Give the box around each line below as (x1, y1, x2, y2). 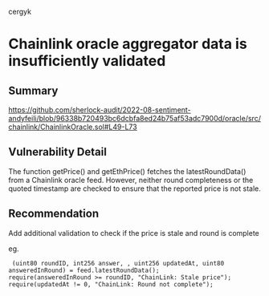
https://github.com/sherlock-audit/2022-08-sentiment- (8, 105, 191, 115)
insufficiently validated (8, 52, 166, 71)
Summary (8, 83, 59, 97)
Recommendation (8, 207, 99, 221)
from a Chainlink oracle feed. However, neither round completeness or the (8, 175, 254, 184)
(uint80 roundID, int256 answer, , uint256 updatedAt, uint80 (11, 259, 225, 267)
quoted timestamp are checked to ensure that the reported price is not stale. (8, 184, 261, 193)
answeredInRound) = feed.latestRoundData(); (8, 266, 160, 274)
